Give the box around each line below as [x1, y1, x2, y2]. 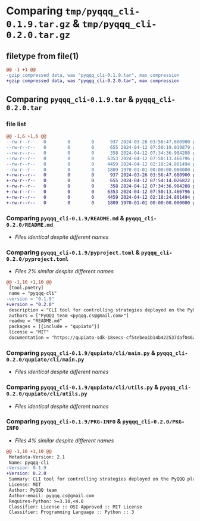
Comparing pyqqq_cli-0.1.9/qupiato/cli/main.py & [6, 348, 156, 357]
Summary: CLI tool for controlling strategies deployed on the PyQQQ [8, 476, 185, 482]
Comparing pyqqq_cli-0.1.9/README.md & [6, 214, 124, 222]
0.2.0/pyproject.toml [6, 255, 69, 263]
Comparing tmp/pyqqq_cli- [6, 4, 140, 18]
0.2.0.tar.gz [6, 30, 70, 41]
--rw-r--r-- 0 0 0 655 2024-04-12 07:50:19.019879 [6, 145, 190, 151]
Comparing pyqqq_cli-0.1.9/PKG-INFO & [6, 417, 121, 426]
